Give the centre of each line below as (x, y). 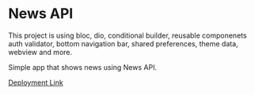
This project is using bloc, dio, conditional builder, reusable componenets (127, 35)
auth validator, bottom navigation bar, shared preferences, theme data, (124, 43)
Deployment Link (36, 82)
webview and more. (40, 52)
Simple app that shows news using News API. (82, 67)
